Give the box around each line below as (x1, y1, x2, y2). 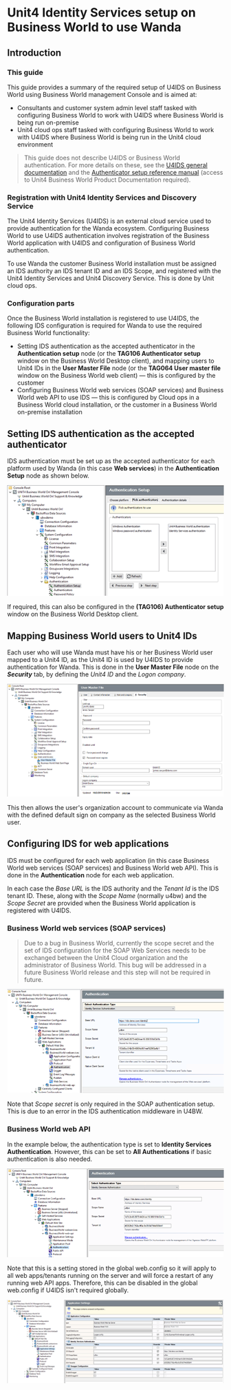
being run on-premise (16, 118, 79, 127)
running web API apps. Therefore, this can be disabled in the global (7, 1279, 198, 1287)
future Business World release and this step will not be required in (23, 968, 211, 976)
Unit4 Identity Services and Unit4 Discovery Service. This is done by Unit (7, 274, 214, 283)
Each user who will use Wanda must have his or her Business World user (7, 648, 213, 656)
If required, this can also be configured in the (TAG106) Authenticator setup (7, 603, 224, 611)
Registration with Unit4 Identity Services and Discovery (7, 193, 197, 202)
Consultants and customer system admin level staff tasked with (16, 103, 197, 111)
